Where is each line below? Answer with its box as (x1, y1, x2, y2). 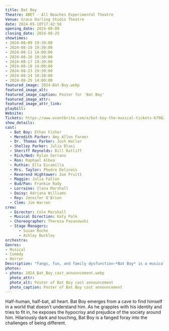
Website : (5, 111, 24, 116)
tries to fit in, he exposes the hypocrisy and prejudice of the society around (5, 309, 161, 315)
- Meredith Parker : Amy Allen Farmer (10, 134, 89, 139)
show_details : (5, 120, 35, 125)
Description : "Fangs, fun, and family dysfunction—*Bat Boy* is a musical (5, 261, 165, 266)
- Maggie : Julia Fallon (10, 176, 59, 182)
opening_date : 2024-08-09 (5, 26, 59, 31)
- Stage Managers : (10, 223, 49, 229)
